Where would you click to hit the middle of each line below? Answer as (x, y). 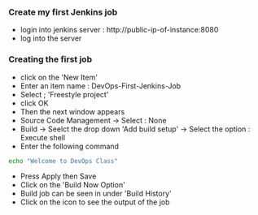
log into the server (51, 38)
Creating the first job (50, 59)
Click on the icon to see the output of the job (95, 202)
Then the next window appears (72, 111)
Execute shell (43, 137)
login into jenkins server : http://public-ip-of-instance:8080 (119, 30)
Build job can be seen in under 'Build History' (96, 194)
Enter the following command (70, 146)
